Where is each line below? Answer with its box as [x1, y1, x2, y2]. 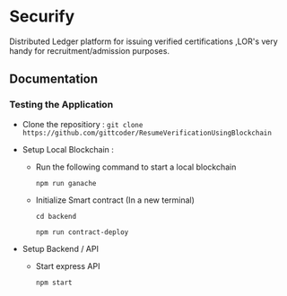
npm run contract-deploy [35, 227, 129, 237]
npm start [35, 278, 74, 287]
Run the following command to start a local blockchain [35, 161, 237, 172]
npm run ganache [35, 178, 97, 187]
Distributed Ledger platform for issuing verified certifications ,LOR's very [9, 36, 278, 47]
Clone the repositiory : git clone [22, 118, 143, 129]
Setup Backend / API [22, 243, 99, 254]
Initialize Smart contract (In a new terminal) [35, 195, 196, 205]
